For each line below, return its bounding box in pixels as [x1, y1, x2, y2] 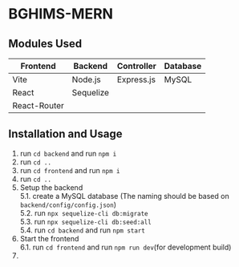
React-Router [12, 100, 64, 111]
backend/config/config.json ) [19, 200, 117, 209]
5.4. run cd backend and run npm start [19, 225, 146, 235]
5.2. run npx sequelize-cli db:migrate [19, 208, 148, 217]
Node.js [71, 74, 102, 85]
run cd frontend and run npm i [19, 165, 120, 175]
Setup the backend [19, 182, 83, 192]
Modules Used [8, 37, 83, 51]
